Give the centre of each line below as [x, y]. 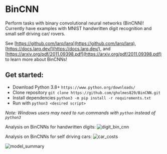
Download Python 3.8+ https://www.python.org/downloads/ [74, 87]
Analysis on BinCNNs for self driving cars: [48, 136]
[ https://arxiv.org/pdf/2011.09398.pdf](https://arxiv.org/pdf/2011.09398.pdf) [83, 54]
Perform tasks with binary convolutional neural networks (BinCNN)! [75, 23]
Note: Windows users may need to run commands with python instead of [80, 112]
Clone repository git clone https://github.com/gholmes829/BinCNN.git [87, 92]
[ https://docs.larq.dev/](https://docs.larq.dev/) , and [58, 48]
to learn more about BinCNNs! [36, 59]
